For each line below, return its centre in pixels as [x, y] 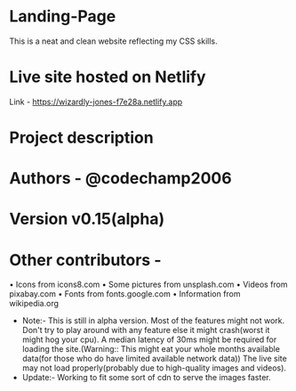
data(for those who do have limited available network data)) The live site [154, 359]
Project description [81, 138]
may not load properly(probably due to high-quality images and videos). [154, 368]
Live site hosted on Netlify [108, 77]
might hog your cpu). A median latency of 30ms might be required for [149, 339]
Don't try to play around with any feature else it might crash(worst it [146, 330]
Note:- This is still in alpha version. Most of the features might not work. [153, 321]
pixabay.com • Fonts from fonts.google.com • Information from [125, 294]
